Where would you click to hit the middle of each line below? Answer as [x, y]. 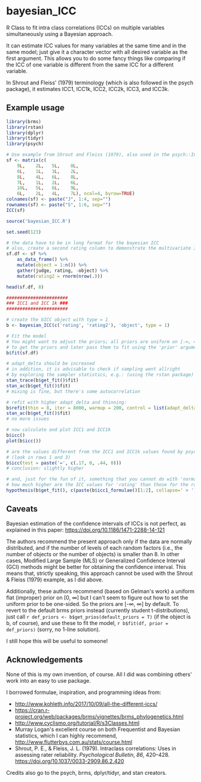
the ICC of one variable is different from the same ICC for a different [90, 65]
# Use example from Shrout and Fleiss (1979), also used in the [88, 155]
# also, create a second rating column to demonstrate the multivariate [99, 248]
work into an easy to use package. [49, 680]
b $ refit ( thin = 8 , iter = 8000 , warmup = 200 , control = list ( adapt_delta [101, 408]
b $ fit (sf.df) [22, 353]
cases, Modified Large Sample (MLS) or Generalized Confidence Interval [96, 560]
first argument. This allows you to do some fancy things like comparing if [96, 58]
